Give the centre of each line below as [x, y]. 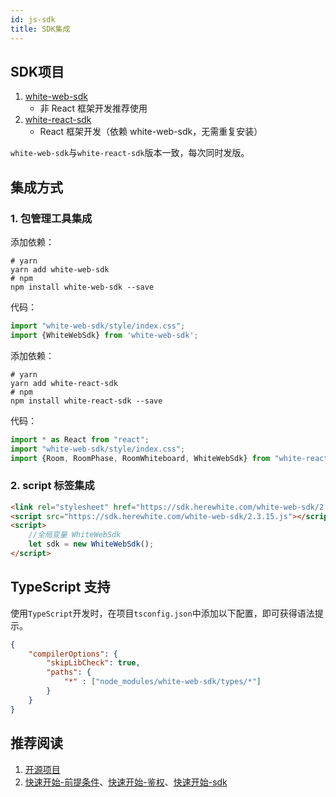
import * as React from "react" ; [80, 439]
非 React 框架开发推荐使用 [93, 108]
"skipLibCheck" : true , [93, 663]
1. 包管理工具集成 [51, 218]
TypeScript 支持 [60, 587]
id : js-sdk [33, 19]
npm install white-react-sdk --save [86, 401]
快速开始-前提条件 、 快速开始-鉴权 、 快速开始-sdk [126, 782]
